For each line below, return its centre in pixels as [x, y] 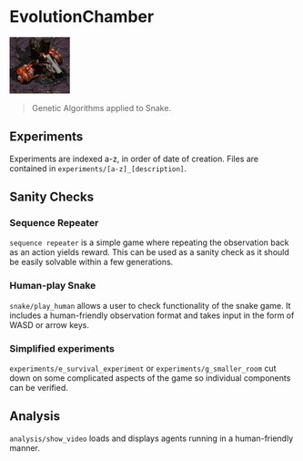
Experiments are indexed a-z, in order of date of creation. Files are [134, 159]
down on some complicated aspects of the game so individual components [150, 378]
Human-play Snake [53, 286]
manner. [25, 447]
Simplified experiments [62, 348]
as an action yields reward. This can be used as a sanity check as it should [149, 252]
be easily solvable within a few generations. [91, 262]
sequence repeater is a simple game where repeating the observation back [149, 242]
